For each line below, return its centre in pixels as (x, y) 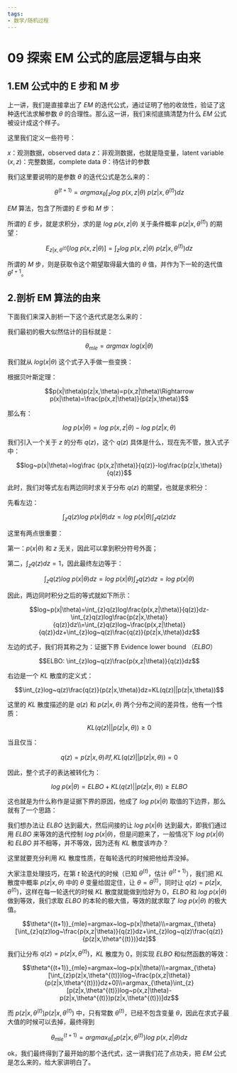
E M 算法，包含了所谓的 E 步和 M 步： (61, 208)
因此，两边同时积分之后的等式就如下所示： (70, 595)
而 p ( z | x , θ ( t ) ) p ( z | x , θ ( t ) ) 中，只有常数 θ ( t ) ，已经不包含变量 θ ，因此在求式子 (115, 1012)
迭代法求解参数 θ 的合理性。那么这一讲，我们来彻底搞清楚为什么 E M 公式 (120, 114)
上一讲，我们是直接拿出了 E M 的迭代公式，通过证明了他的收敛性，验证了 (113, 104)
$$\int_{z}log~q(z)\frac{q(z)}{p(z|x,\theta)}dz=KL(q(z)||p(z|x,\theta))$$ (119, 690)
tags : (15, 14)
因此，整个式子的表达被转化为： (54, 772)
